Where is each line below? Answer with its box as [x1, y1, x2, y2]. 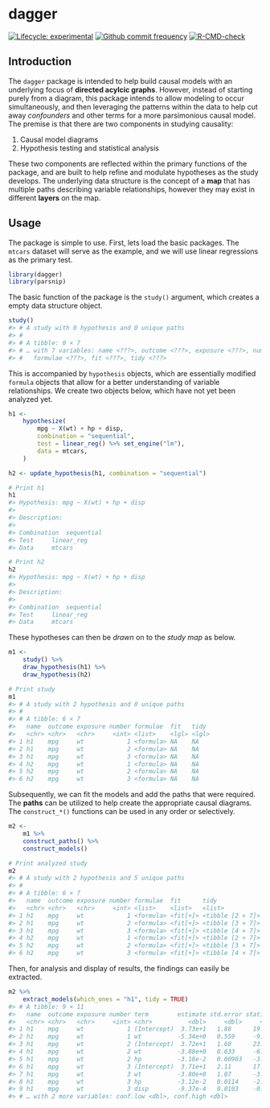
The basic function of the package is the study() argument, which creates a [8, 292, 260, 302]
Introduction [8, 55, 72, 68]
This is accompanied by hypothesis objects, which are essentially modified [8, 368, 256, 378]
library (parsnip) [8, 278, 67, 286]
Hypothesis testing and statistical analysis [19, 143, 159, 153]
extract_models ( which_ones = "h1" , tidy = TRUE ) [22, 995, 189, 1003]
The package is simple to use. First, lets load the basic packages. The [8, 238, 239, 247]
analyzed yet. [8, 394, 53, 403]
